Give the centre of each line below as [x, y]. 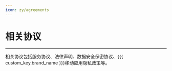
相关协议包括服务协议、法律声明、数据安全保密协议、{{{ [64, 56]
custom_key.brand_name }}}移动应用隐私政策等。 [58, 63]
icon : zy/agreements [27, 10]
